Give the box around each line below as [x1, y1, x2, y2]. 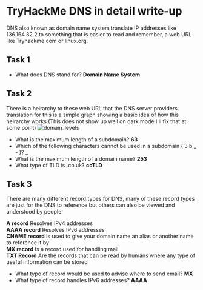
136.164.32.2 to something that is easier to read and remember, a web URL [6, 30, 192, 38]
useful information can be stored [6, 258, 88, 266]
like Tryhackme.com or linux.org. [6, 37, 88, 44]
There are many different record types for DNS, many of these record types [6, 195, 195, 203]
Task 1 [6, 55, 30, 65]
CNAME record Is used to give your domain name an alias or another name [6, 232, 194, 240]
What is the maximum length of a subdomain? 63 [15, 135, 138, 143]
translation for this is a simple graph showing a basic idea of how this [6, 111, 179, 118]
